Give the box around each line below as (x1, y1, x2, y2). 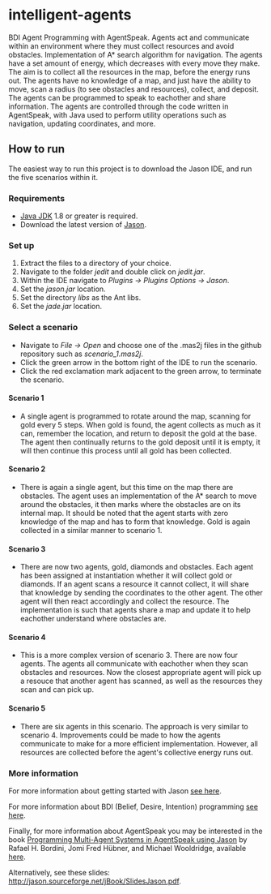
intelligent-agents (8, 6, 132, 24)
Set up (8, 239, 35, 251)
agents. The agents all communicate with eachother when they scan (19, 659, 248, 668)
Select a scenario (8, 322, 78, 333)
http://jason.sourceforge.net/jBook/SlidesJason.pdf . (8, 876, 182, 886)
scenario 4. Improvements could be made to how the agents (19, 730, 221, 740)
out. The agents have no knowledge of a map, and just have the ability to (8, 75, 251, 85)
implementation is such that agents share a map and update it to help (19, 605, 251, 615)
